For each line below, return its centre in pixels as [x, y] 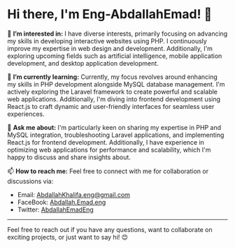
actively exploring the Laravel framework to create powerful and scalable [113, 92]
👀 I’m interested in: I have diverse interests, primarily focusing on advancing [117, 34]
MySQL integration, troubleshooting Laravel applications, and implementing [116, 135]
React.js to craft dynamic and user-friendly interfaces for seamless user [111, 106]
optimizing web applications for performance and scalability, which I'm [109, 149]
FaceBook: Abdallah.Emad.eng [62, 202]
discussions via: [30, 181]
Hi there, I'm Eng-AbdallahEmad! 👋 [110, 14]
